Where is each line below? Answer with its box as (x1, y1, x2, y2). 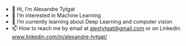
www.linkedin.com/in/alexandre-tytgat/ (11, 33, 107, 40)
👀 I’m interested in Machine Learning (11, 12, 102, 19)
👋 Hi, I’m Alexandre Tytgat (11, 6, 76, 12)
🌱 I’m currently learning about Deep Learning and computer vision (11, 18, 173, 25)
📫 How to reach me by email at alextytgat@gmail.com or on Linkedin (11, 25, 181, 32)
